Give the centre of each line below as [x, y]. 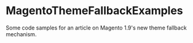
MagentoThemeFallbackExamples [95, 11]
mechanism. [21, 34]
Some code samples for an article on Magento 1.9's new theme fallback [96, 28]
